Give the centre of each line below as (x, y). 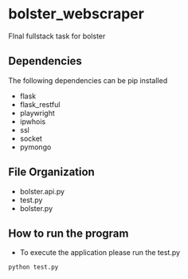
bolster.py (36, 208)
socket (31, 138)
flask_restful (40, 104)
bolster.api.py (42, 191)
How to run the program (69, 233)
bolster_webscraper (76, 14)
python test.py (33, 267)
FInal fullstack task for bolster (57, 36)
